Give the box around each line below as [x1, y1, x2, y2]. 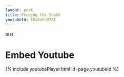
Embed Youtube [5, 49, 75, 61]
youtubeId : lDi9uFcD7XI [5, 17, 56, 22]
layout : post [5, 7, 33, 13]
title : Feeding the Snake [5, 12, 60, 17]
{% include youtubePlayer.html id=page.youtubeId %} [5, 66, 119, 72]
